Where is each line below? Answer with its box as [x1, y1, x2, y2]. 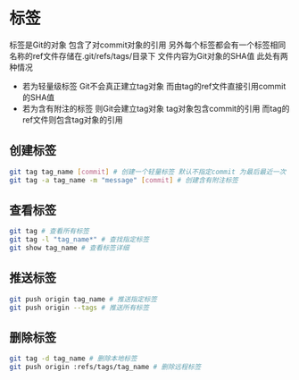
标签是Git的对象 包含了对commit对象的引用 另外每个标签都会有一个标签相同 [9, 39, 287, 50]
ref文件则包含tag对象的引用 [21, 114, 123, 125]
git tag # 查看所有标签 [9, 227, 89, 236]
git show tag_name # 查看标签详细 [9, 243, 129, 253]
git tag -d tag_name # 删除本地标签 [9, 354, 137, 363]
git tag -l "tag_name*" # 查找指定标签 [9, 235, 150, 244]
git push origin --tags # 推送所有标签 [9, 303, 150, 312]
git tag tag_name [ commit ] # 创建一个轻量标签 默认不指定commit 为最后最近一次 [9, 167, 287, 176]
